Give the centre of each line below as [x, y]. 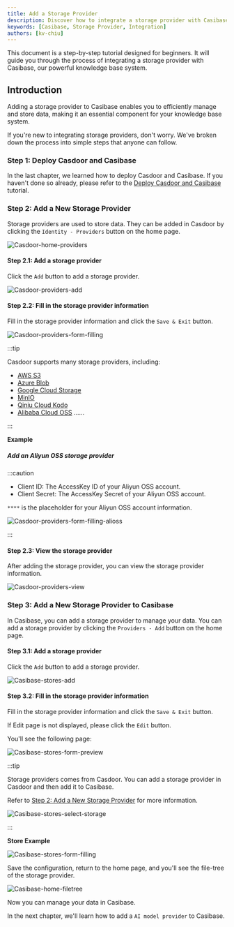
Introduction [35, 90]
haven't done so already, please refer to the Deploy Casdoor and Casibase [114, 183]
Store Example [29, 840]
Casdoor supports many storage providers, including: [84, 362]
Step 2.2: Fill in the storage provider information [78, 306]
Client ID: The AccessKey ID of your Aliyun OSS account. [99, 487]
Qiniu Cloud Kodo [42, 405]
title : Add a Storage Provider [53, 14]
